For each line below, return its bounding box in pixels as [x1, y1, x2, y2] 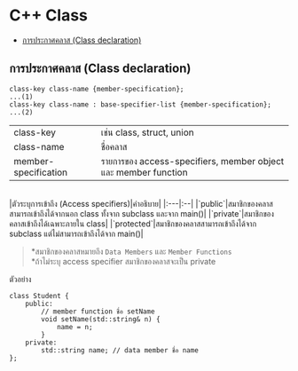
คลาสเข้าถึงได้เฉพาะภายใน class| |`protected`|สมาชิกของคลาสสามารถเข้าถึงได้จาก [9, 218, 257, 229]
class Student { [9, 291, 69, 300]
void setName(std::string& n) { [41, 314, 161, 324]
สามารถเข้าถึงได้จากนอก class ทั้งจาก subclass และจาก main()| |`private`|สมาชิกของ [9, 208, 275, 218]
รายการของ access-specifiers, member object [100, 154, 285, 167]
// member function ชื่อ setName [41, 307, 155, 316]
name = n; [56, 322, 93, 331]
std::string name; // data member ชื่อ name [41, 345, 200, 355]
